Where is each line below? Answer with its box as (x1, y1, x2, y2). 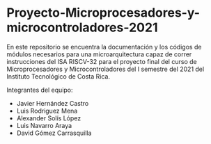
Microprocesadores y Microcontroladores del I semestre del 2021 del (6, 65, 205, 73)
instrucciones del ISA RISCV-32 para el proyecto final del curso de (6, 57, 197, 65)
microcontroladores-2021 (6, 19, 158, 35)
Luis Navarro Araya (16, 121, 72, 129)
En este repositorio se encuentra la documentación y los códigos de (6, 42, 202, 51)
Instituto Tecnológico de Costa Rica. (6, 72, 111, 81)
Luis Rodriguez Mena (16, 106, 78, 115)
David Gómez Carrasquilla (16, 129, 92, 137)
